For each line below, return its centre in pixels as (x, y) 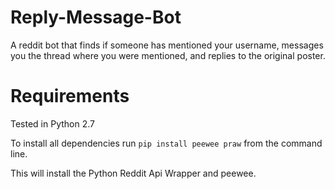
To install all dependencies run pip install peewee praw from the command (166, 143)
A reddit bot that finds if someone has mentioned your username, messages (167, 45)
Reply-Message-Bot (96, 17)
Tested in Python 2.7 (52, 123)
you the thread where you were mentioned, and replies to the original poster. (168, 55)
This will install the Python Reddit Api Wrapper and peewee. (133, 173)
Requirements (70, 96)
